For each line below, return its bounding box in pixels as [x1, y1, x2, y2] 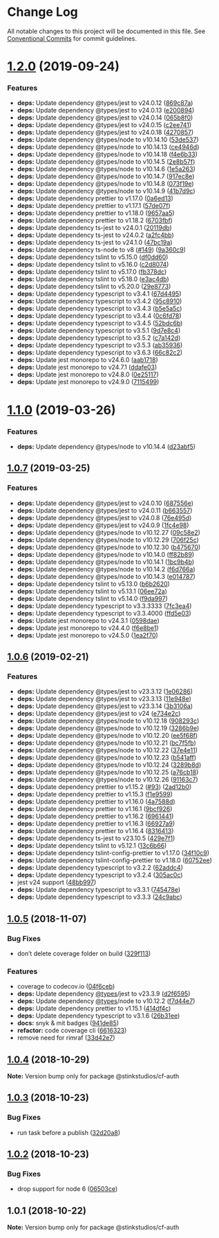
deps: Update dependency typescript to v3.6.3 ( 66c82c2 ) [17, 348, 183, 356]
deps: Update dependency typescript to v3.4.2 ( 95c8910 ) [17, 297, 182, 305]
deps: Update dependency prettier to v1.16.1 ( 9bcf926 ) [17, 805, 173, 813]
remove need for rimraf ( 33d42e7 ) [17, 1034, 115, 1042]
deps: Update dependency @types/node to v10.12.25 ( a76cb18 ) [17, 768, 199, 777]
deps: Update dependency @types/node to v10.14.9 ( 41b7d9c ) [17, 187, 196, 196]
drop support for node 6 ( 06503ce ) [17, 1185, 118, 1193]
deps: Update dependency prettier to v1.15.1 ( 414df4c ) [17, 1004, 171, 1013]
